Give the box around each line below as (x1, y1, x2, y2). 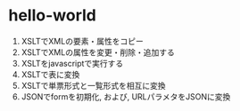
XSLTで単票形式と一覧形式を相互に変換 (21, 80, 166, 91)
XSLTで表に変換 (21, 68, 80, 80)
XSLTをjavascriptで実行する (21, 58, 124, 68)
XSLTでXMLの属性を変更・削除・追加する (21, 46, 175, 58)
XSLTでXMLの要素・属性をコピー (21, 36, 144, 46)
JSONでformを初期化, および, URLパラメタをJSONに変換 (21, 91, 231, 102)
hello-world (8, 5, 97, 26)
